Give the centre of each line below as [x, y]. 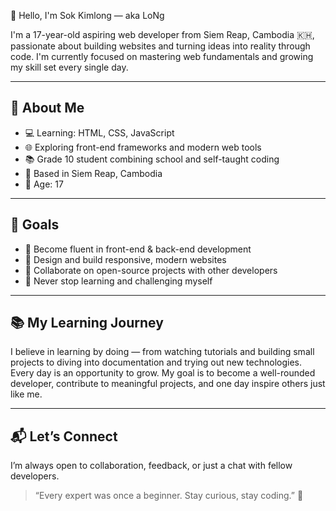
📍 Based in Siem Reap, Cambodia [93, 173]
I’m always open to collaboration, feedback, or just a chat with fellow [151, 466]
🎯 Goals [35, 225]
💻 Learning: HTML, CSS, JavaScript [99, 132]
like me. [26, 394]
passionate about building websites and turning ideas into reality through [160, 46]
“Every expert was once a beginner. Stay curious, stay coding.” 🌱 [169, 496]
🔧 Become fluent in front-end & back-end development [138, 249]
